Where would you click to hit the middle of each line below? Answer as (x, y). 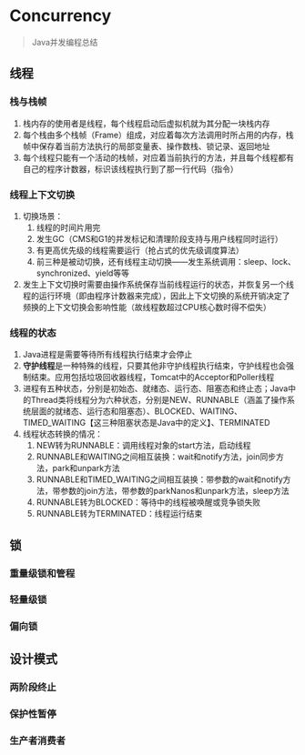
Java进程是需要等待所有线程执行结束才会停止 (107, 355)
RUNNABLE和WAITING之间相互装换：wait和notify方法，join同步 (156, 457)
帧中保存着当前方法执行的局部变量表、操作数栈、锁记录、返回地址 (146, 146)
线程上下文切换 (42, 195)
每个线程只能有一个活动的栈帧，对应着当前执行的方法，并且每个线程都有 (158, 157)
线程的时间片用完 (68, 227)
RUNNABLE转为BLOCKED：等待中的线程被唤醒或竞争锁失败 (148, 502)
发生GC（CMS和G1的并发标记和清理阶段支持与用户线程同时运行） (160, 238)
